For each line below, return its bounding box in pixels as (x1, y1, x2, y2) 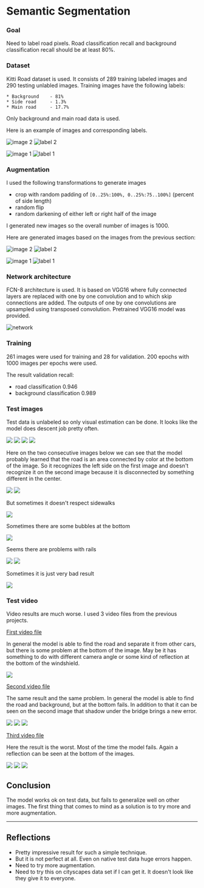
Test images (6, 404, 44, 413)
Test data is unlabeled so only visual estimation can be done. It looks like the (6, 418, 198, 425)
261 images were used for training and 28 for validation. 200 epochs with (6, 353, 189, 360)
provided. (6, 312, 30, 320)
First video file (6, 628, 42, 636)
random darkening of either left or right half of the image (15, 210, 157, 218)
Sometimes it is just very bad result (6, 570, 94, 577)
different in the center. (6, 475, 62, 482)
